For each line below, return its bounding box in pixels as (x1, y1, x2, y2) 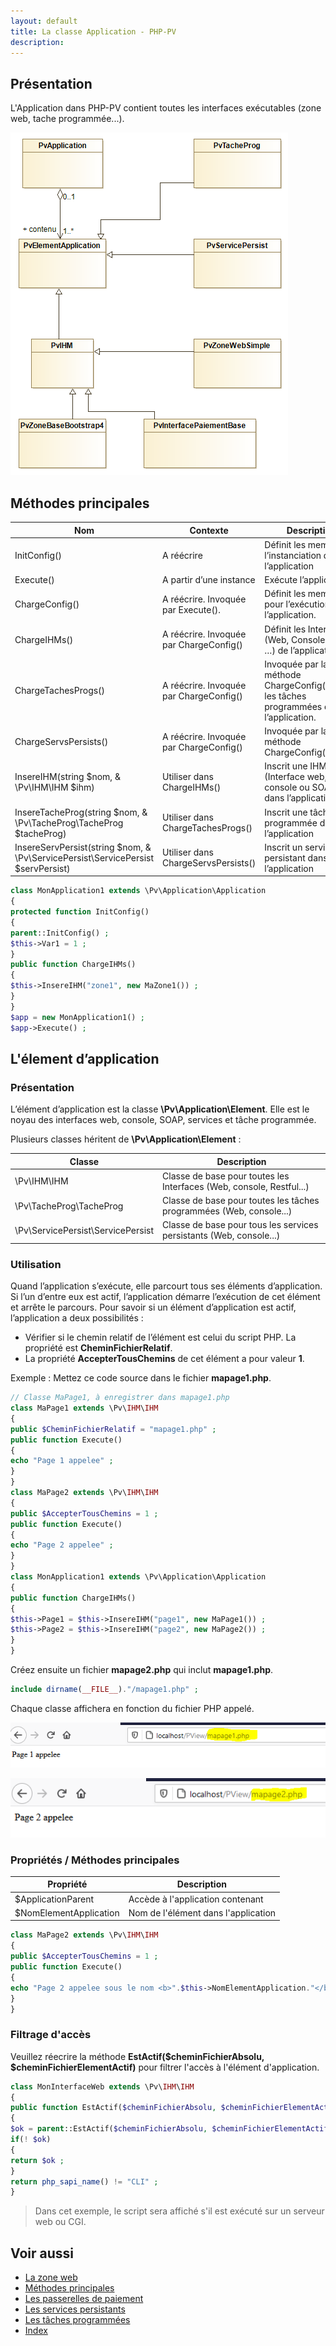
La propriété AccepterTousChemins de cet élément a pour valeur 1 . (24, 1353, 305, 1365)
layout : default (10, 16, 78, 26)
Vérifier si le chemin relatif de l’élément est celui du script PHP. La (24, 1331, 297, 1344)
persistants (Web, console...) (162, 1230, 281, 1242)
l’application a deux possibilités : (10, 1312, 144, 1324)
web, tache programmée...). (10, 113, 125, 125)
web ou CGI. (34, 2216, 87, 2228)
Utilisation (10, 1257, 62, 1271)
